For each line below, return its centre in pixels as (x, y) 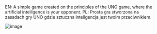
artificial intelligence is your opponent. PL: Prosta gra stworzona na (72, 12)
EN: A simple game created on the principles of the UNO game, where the (79, 7)
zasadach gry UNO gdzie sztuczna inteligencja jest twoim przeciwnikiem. (78, 17)
